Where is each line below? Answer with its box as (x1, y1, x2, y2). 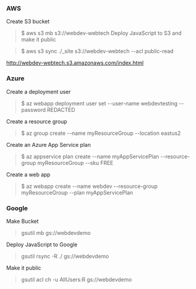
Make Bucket (6, 217, 39, 225)
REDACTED (47, 106, 75, 113)
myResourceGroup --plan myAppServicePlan (21, 188, 133, 196)
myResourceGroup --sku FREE (37, 159, 113, 166)
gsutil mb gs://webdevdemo (21, 229, 91, 236)
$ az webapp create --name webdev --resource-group (21, 182, 158, 190)
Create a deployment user (6, 88, 71, 95)
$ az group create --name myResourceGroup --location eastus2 (21, 129, 181, 137)
